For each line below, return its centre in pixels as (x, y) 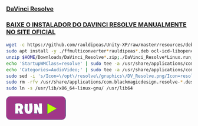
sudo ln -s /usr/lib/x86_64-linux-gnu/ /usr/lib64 (70, 88)
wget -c (16, 45)
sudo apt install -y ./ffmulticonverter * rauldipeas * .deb (77, 51)
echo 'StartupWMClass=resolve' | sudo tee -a (63, 64)
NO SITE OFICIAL (31, 32)
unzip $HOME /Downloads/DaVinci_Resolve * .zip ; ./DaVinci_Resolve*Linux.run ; (100, 57)
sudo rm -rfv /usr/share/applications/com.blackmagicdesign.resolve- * (95, 82)
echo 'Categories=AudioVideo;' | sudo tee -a (63, 69)
